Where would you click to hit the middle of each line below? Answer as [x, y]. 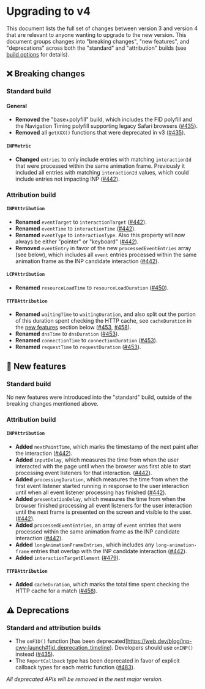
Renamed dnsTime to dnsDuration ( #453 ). [67, 334]
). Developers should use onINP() [152, 647]
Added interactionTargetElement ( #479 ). [68, 558]
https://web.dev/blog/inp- [160, 641]
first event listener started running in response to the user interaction [102, 486]
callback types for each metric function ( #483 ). [75, 667]
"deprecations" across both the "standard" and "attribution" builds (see [96, 48]
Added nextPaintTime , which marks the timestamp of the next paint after [107, 447]
